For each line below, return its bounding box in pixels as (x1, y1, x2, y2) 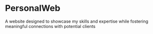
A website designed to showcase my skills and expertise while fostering (5, 18, 149, 24)
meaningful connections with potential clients (5, 23, 96, 29)
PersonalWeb (5, 3, 61, 14)
